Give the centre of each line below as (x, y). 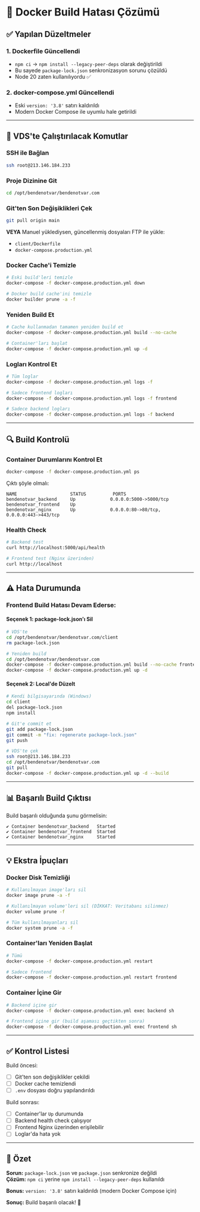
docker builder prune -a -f (41, 300)
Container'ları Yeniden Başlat (49, 943)
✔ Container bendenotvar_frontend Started (61, 831)
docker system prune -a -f (40, 928)
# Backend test (25, 542)
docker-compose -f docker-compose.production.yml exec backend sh (90, 1011)
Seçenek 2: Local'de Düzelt (41, 684)
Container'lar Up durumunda (49, 1114)
